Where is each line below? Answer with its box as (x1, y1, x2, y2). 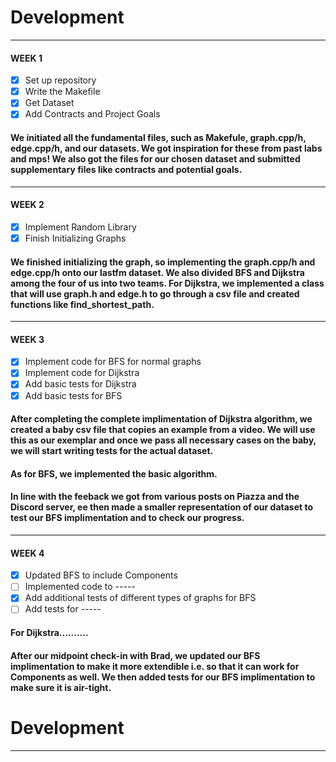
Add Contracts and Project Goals (24, 108, 161, 120)
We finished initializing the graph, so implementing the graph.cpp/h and (10, 256, 316, 268)
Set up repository (24, 74, 97, 86)
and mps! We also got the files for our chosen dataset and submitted (10, 152, 301, 165)
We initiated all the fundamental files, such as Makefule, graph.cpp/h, (10, 131, 307, 143)
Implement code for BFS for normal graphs (24, 356, 202, 368)
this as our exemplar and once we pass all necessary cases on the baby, (10, 434, 317, 446)
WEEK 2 (10, 199, 45, 211)
